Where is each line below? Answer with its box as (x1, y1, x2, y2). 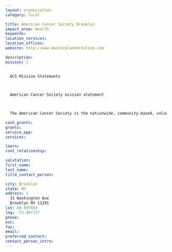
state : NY (5, 186, 27, 191)
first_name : (5, 163, 31, 168)
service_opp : (5, 130, 33, 135)
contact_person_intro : (5, 239, 54, 244)
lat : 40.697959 (5, 205, 38, 210)
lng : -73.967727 (5, 210, 40, 215)
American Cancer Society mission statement (10, 92, 104, 98)
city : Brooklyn (5, 181, 38, 187)
